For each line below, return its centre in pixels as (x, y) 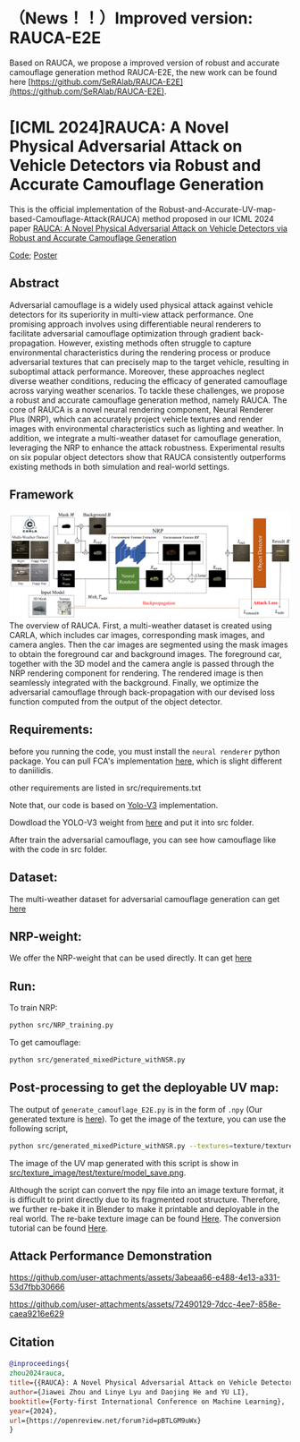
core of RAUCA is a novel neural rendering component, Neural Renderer (142, 409)
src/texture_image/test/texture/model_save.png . (98, 1173)
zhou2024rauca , (37, 1374)
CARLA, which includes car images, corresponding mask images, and (137, 635)
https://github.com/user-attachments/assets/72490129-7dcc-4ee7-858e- (145, 1304)
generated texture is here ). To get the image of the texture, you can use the (148, 1119)
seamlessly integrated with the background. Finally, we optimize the (134, 682)
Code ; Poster (33, 255)
